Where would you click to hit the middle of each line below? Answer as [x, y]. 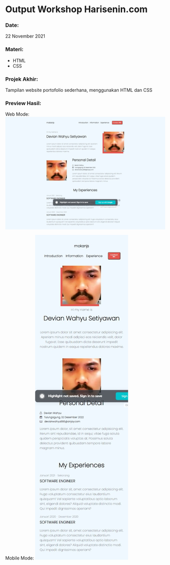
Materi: [14, 49]
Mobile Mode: [20, 558]
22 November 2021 [25, 36]
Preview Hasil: [23, 103]
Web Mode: [17, 114]
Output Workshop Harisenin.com [77, 9]
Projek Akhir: [22, 79]
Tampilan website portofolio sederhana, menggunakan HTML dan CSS [79, 90]
